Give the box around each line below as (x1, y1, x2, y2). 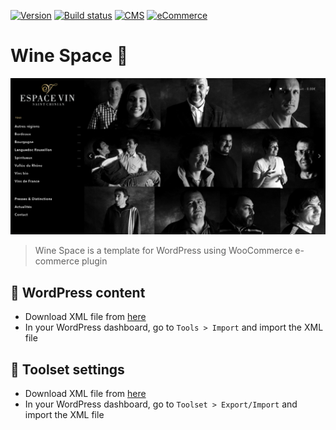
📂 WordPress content (10, 284, 146, 301)
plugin (81, 255, 108, 267)
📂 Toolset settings (10, 361, 125, 378)
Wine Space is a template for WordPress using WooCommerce (34, 245, 293, 257)
